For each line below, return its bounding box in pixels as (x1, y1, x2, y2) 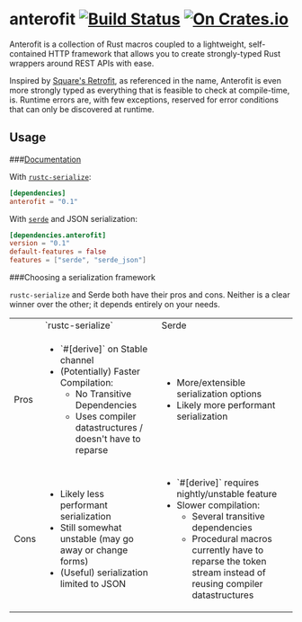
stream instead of (191, 566, 267, 579)
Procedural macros (191, 533, 272, 545)
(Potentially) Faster (59, 365, 141, 378)
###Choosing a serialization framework (9, 272, 155, 282)
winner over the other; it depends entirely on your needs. (9, 299, 220, 309)
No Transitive (75, 387, 132, 400)
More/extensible (176, 377, 245, 388)
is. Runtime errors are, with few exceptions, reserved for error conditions (9, 94, 279, 105)
